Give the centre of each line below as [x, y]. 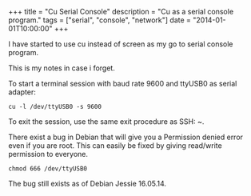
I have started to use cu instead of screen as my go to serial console [121, 44]
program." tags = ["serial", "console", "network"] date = [100, 20]
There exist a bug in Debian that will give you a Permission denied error [126, 137]
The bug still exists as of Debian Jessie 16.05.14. [87, 184]
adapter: [22, 92]
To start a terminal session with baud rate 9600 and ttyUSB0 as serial [123, 84]
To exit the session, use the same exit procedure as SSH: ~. [106, 122]
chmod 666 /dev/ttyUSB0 [48, 169]
